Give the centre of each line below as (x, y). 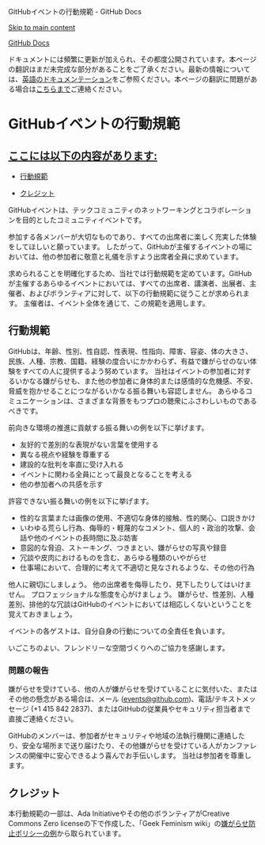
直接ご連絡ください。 (43, 719)
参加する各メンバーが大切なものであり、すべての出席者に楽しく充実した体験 (132, 237)
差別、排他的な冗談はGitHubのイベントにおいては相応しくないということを (130, 604)
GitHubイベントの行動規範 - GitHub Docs (75, 12)
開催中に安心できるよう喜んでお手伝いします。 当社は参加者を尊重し (140, 755)
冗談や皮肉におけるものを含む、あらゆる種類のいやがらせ (113, 557)
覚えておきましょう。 (43, 614)
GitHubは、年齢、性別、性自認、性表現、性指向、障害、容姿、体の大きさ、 (131, 351)
